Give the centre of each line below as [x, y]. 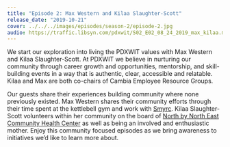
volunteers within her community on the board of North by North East [121, 116]
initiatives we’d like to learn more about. [63, 138]
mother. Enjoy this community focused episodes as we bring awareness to [112, 131]
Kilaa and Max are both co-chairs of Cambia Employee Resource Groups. [110, 81]
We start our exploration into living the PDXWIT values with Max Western [110, 52]
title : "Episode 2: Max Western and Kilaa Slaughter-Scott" [95, 13]
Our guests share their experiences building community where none [103, 94]
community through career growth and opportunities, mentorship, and [106, 66]
